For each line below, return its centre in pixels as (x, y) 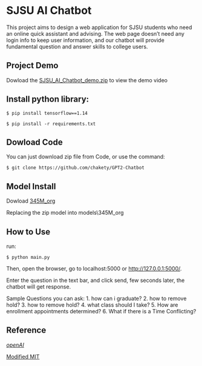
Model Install (31, 186)
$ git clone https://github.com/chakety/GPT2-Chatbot (76, 168)
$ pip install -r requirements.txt (51, 124)
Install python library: (48, 100)
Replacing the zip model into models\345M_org (65, 213)
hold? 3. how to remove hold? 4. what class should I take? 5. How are (92, 305)
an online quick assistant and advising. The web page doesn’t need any (95, 33)
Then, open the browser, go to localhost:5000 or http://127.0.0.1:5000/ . (94, 269)
